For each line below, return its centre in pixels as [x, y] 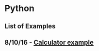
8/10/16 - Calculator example [49, 42]
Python [19, 8]
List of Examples [30, 26]
